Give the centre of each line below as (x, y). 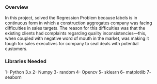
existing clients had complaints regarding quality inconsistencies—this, (76, 34)
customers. (16, 49)
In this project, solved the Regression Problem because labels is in (71, 18)
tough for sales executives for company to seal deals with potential (72, 44)
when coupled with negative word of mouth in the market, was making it (77, 38)
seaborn (13, 77)
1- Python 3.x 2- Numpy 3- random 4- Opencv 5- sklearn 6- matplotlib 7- (78, 72)
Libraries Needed (26, 61)
